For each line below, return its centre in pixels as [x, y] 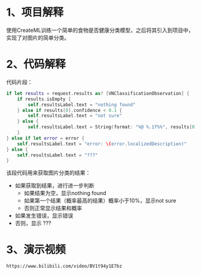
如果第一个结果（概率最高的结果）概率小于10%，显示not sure [100, 201]
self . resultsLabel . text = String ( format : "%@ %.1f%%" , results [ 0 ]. [114, 127]
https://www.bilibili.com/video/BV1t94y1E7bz [64, 266]
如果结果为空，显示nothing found [65, 193]
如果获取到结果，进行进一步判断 [54, 186]
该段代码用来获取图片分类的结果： [48, 173]
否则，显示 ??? [33, 223]
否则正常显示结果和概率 [53, 208]
